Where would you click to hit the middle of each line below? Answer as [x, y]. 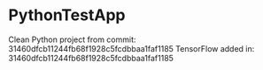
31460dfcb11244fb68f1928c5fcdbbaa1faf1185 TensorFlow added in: [131, 48]
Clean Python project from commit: [72, 39]
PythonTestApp [67, 15]
